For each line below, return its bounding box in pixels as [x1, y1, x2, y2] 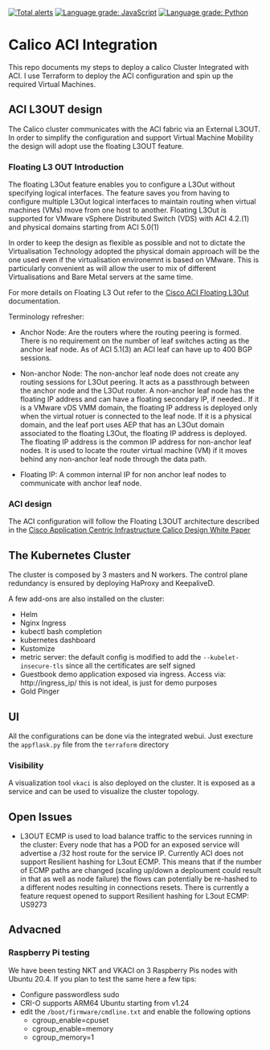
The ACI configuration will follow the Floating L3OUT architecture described [8, 517, 260, 526]
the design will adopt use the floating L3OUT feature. [8, 141, 184, 150]
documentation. [8, 296, 61, 306]
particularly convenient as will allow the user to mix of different [8, 264, 217, 274]
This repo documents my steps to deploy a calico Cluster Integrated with [8, 62, 249, 72]
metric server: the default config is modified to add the [19, 653, 202, 662]
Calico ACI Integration [8, 36, 158, 54]
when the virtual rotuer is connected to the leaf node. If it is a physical [19, 411, 252, 422]
